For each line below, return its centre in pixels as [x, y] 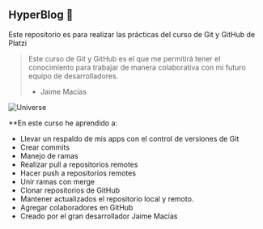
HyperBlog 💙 [41, 15]
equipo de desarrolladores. [73, 76]
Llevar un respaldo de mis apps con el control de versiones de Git [129, 138]
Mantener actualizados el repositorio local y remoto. [107, 198]
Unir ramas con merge [57, 181]
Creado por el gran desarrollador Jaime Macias [99, 216]
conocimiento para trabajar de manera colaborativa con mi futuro [137, 67]
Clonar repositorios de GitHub [70, 190]
